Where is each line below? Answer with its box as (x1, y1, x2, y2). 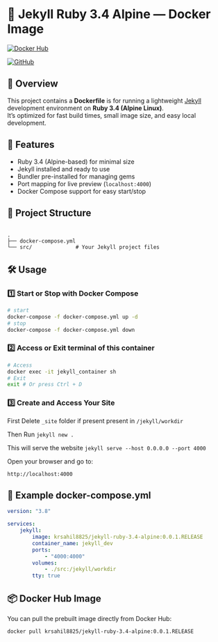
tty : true (32, 572, 60, 579)
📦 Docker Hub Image (7, 593, 102, 604)
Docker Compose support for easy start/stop (17, 187, 146, 195)
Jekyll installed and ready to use (17, 165, 110, 173)
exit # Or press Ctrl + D (7, 381, 82, 388)
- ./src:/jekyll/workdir (44, 566, 117, 573)
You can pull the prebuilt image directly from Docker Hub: (7, 615, 172, 623)
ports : (32, 547, 51, 553)
